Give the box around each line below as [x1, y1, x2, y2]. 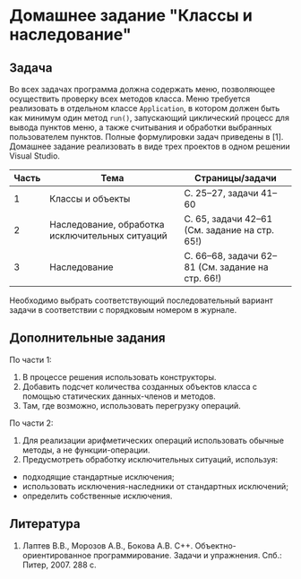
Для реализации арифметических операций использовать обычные [21, 435, 285, 445]
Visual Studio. [9, 151, 61, 161]
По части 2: [9, 418, 54, 428]
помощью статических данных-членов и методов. [21, 391, 217, 402]
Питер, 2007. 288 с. [21, 559, 97, 570]
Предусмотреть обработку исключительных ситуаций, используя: [21, 454, 279, 464]
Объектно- [194, 540, 236, 551]
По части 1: [9, 354, 52, 365]
